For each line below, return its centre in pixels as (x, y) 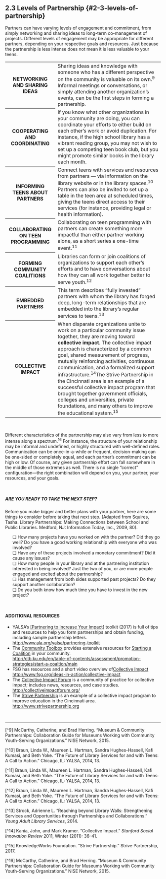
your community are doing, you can (99, 119)
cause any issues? (31, 558)
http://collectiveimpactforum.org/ (46, 690)
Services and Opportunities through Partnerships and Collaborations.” (76, 815)
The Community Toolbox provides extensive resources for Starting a (82, 648)
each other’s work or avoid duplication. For (107, 131)
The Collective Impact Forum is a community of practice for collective (83, 679)
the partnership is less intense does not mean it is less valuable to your (77, 49)
